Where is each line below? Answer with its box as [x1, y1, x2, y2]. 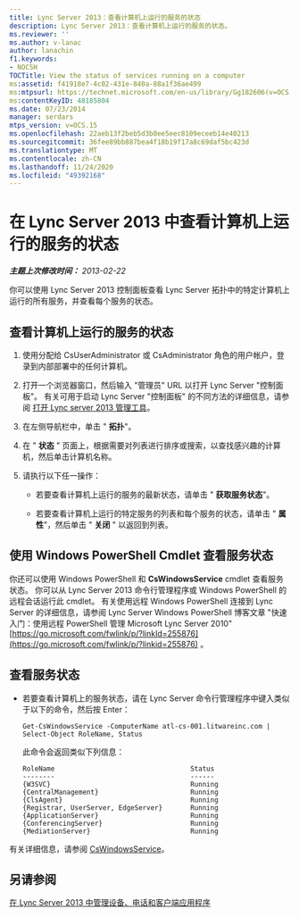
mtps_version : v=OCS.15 [9, 121, 98, 130]
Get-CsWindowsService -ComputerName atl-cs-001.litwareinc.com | [21, 721, 270, 730]
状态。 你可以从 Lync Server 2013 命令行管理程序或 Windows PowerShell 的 [9, 584, 287, 595]
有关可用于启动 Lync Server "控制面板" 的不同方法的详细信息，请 [44, 391, 282, 402]
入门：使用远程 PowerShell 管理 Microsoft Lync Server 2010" [9, 618, 233, 629]
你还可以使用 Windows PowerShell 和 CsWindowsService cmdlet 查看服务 [9, 573, 284, 584]
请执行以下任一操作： [21, 471, 101, 480]
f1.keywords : [9, 54, 58, 63]
